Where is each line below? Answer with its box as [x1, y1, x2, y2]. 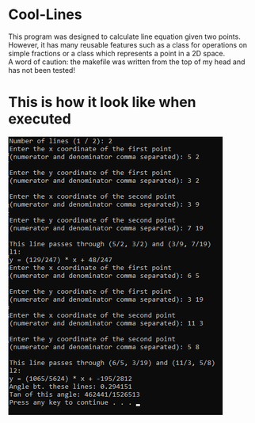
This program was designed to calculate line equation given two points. [8, 32, 242, 41]
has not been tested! [8, 65, 75, 74]
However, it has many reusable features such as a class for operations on [8, 40, 248, 49]
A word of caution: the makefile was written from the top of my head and [8, 57, 245, 67]
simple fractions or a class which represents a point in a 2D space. [8, 48, 226, 58]
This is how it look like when [8, 93, 196, 112]
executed [8, 110, 71, 128]
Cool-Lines [8, 6, 82, 24]
